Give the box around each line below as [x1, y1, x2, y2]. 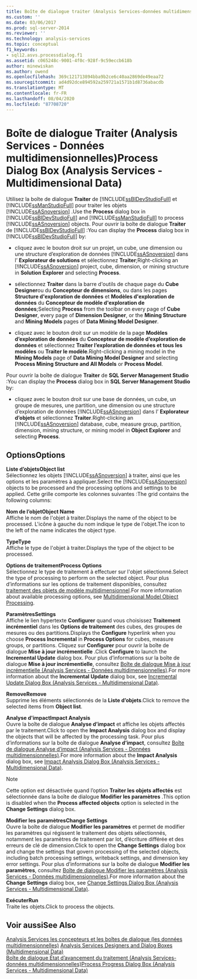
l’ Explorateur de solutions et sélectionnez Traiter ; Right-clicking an [14, 257, 179, 264]
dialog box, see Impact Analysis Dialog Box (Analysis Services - [6, 758, 160, 765]
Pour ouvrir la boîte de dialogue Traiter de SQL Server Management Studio [6, 372, 189, 379]
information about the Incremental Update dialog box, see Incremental [6, 673, 177, 680]
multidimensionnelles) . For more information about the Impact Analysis [6, 752, 178, 759]
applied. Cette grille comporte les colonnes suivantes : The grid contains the [6, 491, 189, 498]
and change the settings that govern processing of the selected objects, [6, 848, 181, 855]
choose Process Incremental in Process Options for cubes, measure [6, 635, 174, 643]
